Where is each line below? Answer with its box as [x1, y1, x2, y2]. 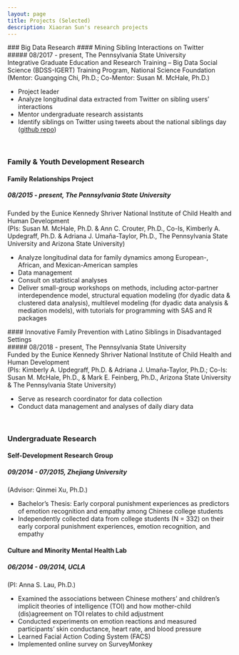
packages [17, 313, 48, 322]
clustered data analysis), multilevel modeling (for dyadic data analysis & [17, 298, 229, 307]
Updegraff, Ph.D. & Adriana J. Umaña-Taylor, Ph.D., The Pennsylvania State [7, 231, 228, 240]
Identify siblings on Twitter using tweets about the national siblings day [17, 118, 227, 126]
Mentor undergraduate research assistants [17, 110, 144, 118]
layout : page [7, 10, 46, 18]
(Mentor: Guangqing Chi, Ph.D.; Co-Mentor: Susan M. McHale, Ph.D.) [7, 73, 210, 82]
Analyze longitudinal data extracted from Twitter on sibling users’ [17, 95, 210, 103]
